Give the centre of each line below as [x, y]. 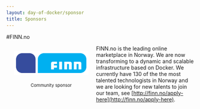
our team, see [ [115, 93]
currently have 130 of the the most [138, 74]
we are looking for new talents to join [142, 86]
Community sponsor [51, 85]
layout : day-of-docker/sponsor [45, 13]
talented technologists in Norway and [142, 80]
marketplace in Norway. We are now [141, 54]
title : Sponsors [26, 19]
